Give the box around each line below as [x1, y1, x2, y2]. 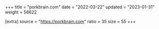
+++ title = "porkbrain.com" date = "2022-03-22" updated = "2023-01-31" [5, 4, 155, 10]
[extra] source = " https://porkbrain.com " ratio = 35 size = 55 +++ [5, 19, 136, 24]
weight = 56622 [5, 9, 37, 15]
